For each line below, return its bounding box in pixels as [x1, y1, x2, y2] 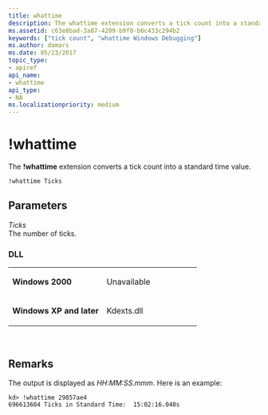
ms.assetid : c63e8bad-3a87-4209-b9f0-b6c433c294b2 [8, 26, 180, 34]
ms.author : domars [8, 42, 69, 50]
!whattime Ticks [8, 178, 62, 186]
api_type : [8, 86, 41, 94]
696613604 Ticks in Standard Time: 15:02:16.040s [8, 401, 180, 409]
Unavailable [106, 277, 151, 288]
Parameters [8, 199, 68, 213]
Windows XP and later [12, 305, 99, 317]
